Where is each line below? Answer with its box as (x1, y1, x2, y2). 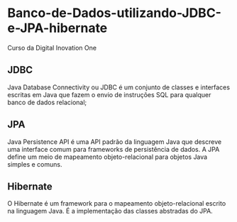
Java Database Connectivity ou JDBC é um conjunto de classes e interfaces (7, 83, 231, 91)
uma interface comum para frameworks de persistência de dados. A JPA (7, 145, 220, 153)
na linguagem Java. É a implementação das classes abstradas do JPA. (7, 207, 213, 216)
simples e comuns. (7, 160, 62, 168)
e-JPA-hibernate (7, 20, 108, 36)
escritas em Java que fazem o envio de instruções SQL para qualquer (7, 90, 211, 99)
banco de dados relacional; (7, 98, 87, 106)
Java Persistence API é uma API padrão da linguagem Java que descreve (7, 137, 222, 146)
